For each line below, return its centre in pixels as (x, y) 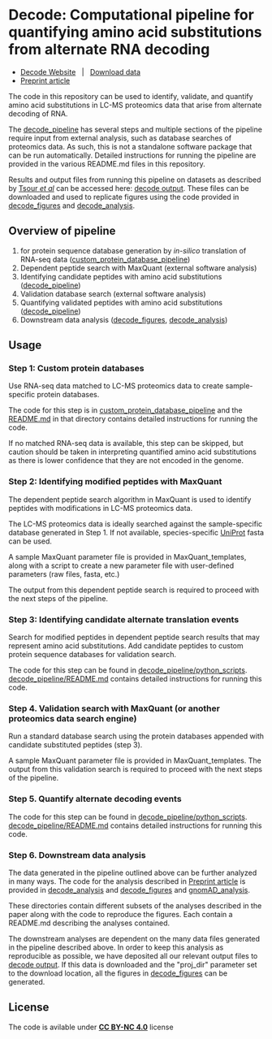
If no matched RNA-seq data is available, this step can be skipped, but (126, 444)
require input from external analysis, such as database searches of (120, 138)
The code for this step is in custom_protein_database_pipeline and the (125, 410)
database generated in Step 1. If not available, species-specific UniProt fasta (136, 532)
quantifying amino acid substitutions (135, 32)
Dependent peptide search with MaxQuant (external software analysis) (138, 268)
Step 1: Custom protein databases (76, 369)
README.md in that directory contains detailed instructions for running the (133, 419)
